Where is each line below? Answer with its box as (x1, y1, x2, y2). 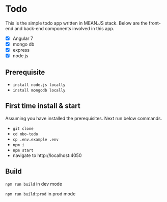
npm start (12, 148, 34, 153)
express (12, 47, 30, 53)
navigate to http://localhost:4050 (12, 152, 82, 159)
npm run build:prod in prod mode (5, 190, 76, 197)
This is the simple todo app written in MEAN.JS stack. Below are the (5, 20, 148, 26)
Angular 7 (12, 35, 33, 41)
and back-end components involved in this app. (14, 25, 115, 31)
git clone (12, 126, 34, 131)
